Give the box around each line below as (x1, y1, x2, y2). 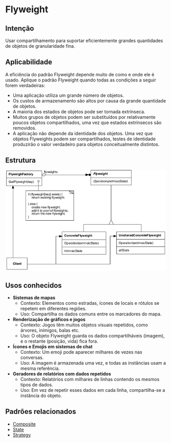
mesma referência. (20, 365, 60, 371)
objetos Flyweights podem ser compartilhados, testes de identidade (12, 136, 156, 142)
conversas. (20, 354, 44, 361)
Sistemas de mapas (12, 294, 56, 301)
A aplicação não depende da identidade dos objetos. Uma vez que (12, 130, 153, 136)
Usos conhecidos (5, 281, 62, 290)
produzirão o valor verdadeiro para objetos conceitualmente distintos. (12, 141, 160, 147)
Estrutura (5, 156, 36, 165)
